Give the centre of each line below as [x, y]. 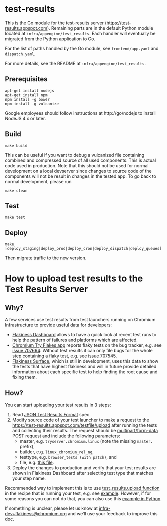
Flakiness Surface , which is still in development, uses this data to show [85, 361]
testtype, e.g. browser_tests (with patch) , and [68, 457]
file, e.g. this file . [37, 462]
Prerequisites [26, 79]
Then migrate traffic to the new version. [46, 258]
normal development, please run [38, 181]
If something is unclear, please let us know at [52, 508]
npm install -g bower [28, 99]
